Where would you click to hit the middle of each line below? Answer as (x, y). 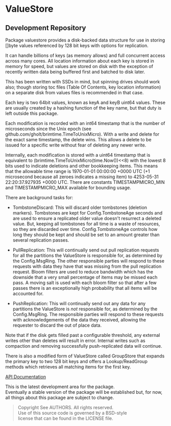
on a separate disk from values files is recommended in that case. (75, 92)
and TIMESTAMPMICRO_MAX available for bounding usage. (68, 188)
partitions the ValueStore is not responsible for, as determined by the (85, 309)
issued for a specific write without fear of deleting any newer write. (76, 145)
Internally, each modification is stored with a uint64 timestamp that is (78, 155)
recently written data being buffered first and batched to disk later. (75, 72)
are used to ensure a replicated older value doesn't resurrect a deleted (87, 218)
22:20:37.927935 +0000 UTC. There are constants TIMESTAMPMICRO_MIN (85, 182)
